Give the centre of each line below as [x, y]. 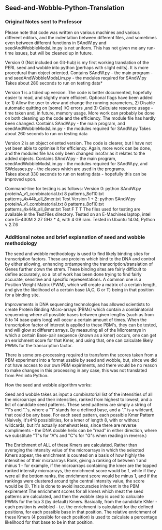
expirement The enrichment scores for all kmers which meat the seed [74, 491]
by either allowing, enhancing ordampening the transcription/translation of [79, 264]
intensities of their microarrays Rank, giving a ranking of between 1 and [76, 460]
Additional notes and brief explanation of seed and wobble [75, 237]
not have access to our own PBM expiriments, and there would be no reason [81, 365]
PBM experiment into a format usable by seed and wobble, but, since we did [81, 360]
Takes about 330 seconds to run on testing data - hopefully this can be [76, 174]
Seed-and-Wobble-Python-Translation [65, 8]
